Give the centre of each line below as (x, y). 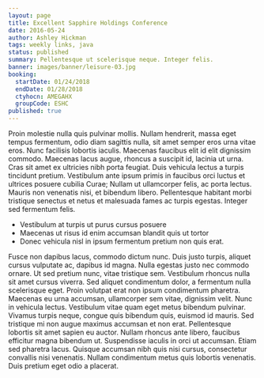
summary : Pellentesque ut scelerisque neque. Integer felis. (111, 60)
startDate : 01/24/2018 (53, 81)
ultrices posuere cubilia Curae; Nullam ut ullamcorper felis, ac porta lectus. (130, 184)
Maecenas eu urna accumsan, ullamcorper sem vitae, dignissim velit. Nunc (130, 299)
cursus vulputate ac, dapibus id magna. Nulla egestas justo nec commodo (129, 265)
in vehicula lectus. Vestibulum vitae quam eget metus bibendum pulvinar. (127, 307)
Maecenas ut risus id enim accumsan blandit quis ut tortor (114, 233)
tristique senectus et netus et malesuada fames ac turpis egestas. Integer (128, 201)
